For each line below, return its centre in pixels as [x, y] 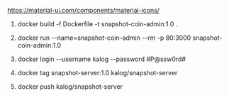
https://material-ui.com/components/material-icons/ [84, 10]
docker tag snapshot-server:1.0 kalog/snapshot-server [97, 73]
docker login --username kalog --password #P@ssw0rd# [102, 59]
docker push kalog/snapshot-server [70, 87]
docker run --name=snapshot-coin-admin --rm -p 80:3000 [104, 38]
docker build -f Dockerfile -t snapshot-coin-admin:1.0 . [97, 24]
